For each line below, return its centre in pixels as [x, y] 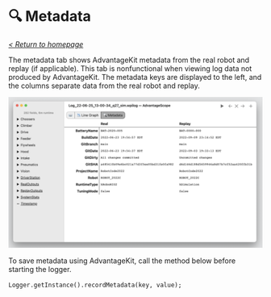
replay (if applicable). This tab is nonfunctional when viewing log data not [130, 68]
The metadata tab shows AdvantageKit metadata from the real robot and [129, 60]
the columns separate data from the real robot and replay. [104, 86]
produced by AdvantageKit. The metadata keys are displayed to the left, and [135, 77]
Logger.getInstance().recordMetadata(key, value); [95, 285]
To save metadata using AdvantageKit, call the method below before [122, 261]
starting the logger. [40, 270]
